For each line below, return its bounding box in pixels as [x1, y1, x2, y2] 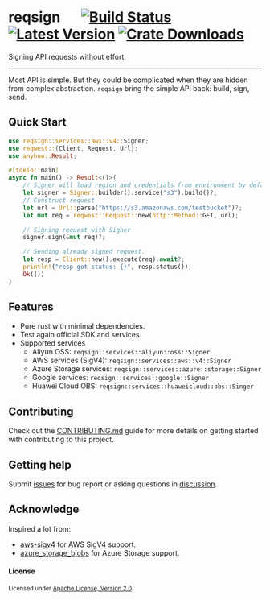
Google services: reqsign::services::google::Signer [31, 373, 209, 383]
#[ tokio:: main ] [8, 166, 59, 175]
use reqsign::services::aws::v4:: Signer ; [8, 137, 149, 145]
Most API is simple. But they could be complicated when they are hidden [8, 75, 248, 85]
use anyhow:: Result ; [8, 151, 78, 160]
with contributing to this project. [8, 435, 114, 445]
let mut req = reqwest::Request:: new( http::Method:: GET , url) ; [22, 211, 239, 219]
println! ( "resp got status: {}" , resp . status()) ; [22, 263, 193, 271]
